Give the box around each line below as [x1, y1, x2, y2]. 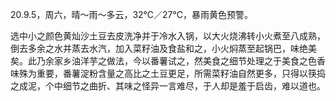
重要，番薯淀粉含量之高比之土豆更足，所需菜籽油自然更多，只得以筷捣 [36, 68, 326, 79]
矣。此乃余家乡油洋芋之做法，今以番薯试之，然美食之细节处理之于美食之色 [10, 55, 317, 67]
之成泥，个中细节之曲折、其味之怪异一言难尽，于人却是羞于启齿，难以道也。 [10, 80, 326, 92]
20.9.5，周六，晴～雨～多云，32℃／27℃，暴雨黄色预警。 [10, 9, 253, 20]
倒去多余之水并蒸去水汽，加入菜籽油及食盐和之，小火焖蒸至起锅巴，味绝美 [10, 43, 317, 54]
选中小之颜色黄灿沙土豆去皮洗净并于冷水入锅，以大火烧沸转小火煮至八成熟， [10, 30, 326, 42]
